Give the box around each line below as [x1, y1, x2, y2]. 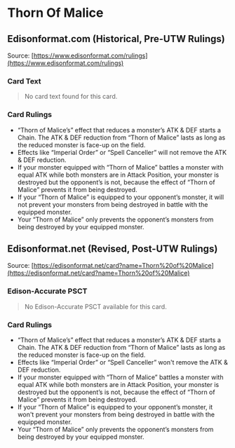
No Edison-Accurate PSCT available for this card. [24, 302, 167, 311]
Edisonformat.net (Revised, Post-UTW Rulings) [7, 243, 218, 254]
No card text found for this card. [24, 93, 118, 101]
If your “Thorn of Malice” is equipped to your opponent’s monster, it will [17, 193, 224, 201]
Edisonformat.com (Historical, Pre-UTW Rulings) [7, 33, 226, 45]
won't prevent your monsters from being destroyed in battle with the [17, 410, 215, 419]
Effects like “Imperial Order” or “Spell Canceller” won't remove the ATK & [17, 358, 228, 366]
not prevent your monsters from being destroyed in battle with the [17, 200, 208, 208]
